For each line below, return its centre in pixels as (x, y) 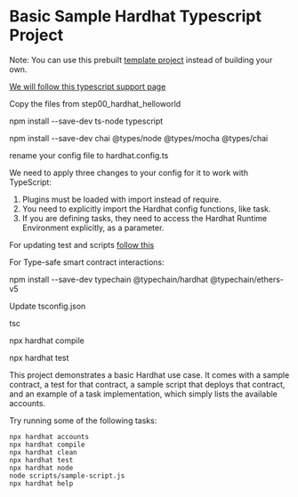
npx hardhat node (41, 468)
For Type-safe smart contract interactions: (87, 262)
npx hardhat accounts (49, 437)
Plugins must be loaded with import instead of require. (121, 199)
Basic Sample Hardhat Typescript (136, 16)
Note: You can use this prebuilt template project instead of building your (141, 60)
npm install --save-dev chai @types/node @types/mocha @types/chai (139, 138)
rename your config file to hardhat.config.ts (89, 155)
